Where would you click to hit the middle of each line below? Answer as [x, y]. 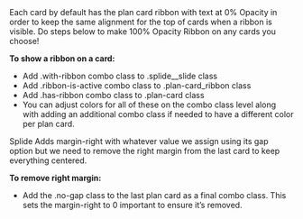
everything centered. [48, 160]
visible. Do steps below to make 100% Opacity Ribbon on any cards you [143, 32]
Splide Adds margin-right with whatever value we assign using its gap [139, 141]
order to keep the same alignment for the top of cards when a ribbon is [141, 22]
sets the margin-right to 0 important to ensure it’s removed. [132, 205]
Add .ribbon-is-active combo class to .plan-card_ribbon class [137, 86]
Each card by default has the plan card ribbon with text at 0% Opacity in [143, 12]
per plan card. [48, 124]
